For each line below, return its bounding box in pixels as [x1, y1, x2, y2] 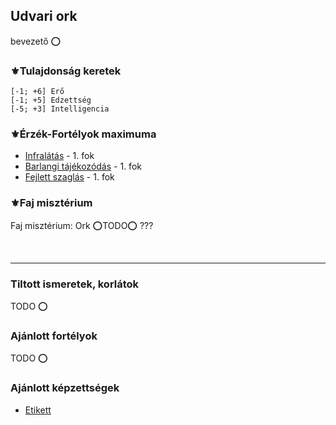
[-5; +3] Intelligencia [10, 104, 110, 114]
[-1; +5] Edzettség [10, 95, 92, 106]
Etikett [24, 404, 52, 416]
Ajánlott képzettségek [10, 381, 120, 395]
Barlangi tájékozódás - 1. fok [24, 160, 142, 173]
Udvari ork [10, 8, 78, 25]
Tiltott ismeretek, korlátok [10, 277, 140, 291]
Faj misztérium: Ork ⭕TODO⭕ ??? [10, 219, 154, 231]
